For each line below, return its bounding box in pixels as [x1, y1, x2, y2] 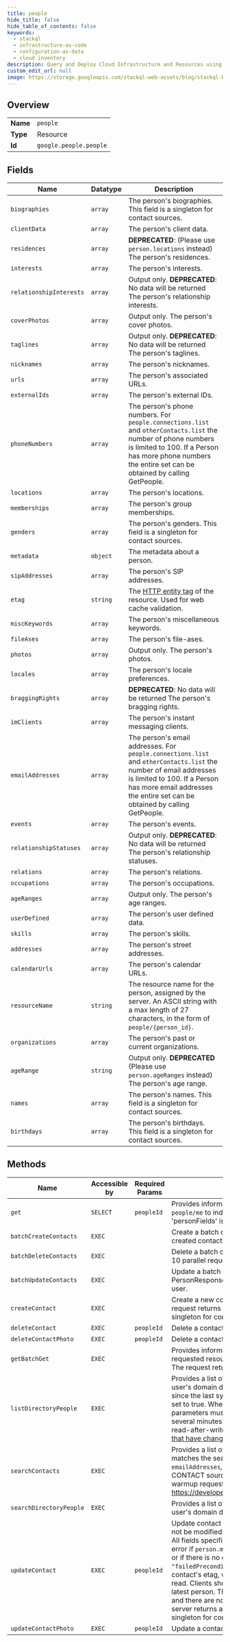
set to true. [171, 1399, 207, 1408]
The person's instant [128, 713, 195, 723]
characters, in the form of [128, 1014, 210, 1023]
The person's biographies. [128, 196, 214, 206]
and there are [171, 1595, 215, 1605]
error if [171, 1544, 194, 1554]
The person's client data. [128, 224, 209, 234]
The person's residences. [128, 253, 211, 262]
